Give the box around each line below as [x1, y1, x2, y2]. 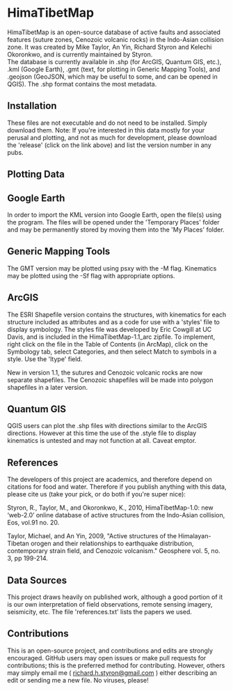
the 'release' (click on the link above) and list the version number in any [7, 141, 212, 149]
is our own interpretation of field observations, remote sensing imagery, [7, 600, 213, 609]
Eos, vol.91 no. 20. [7, 518, 60, 527]
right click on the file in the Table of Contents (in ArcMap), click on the [7, 340, 209, 348]
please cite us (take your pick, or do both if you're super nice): [7, 490, 186, 499]
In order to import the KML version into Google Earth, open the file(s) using [7, 211, 222, 219]
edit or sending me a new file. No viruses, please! [7, 676, 149, 684]
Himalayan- [178, 532, 211, 540]
